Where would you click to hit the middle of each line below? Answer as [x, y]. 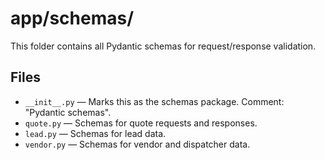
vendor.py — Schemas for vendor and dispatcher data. [137, 144]
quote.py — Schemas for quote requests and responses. [141, 123]
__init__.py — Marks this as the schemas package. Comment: [154, 101]
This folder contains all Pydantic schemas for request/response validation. [163, 46]
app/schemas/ [72, 18]
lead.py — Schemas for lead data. [95, 133]
